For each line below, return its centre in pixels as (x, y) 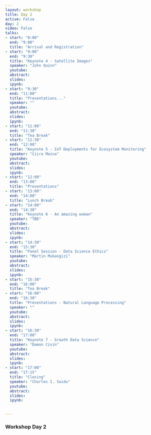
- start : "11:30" (23, 140)
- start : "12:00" (23, 177)
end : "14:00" (23, 195)
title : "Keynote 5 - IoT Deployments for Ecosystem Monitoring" (78, 149)
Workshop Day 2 (26, 426)
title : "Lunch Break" (32, 200)
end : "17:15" (23, 372)
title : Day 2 (19, 14)
